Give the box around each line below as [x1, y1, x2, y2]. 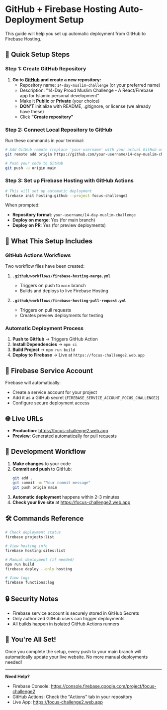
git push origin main [12, 485, 57, 490]
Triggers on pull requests [19, 307, 72, 313]
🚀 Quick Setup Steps [5, 50, 70, 59]
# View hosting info [5, 543, 48, 549]
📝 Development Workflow [5, 447, 86, 456]
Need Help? [5, 673, 30, 679]
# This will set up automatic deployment [5, 188, 92, 193]
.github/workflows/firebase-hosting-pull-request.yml [12, 298, 126, 304]
